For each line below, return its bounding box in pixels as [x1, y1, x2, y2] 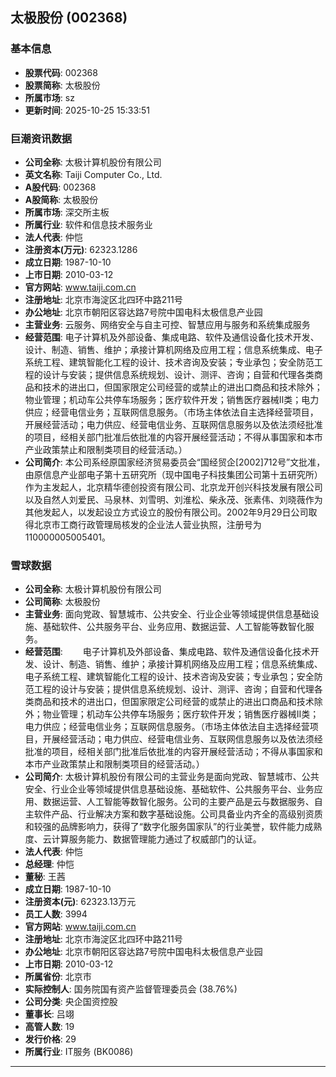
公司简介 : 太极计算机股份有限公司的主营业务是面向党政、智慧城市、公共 [24, 771, 320, 783]
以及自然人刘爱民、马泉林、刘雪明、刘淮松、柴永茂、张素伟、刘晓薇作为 [24, 493, 323, 505]
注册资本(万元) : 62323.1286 [24, 243, 138, 255]
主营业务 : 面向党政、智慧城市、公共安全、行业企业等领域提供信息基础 [24, 608, 311, 620]
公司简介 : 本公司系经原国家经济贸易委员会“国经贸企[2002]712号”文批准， [24, 456, 326, 468]
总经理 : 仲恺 [24, 858, 75, 870]
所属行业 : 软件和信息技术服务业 [24, 218, 153, 230]
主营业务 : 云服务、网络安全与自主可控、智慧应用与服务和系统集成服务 [24, 318, 311, 330]
